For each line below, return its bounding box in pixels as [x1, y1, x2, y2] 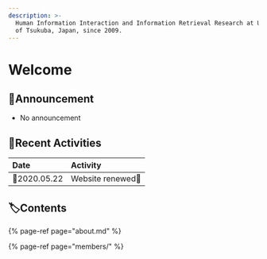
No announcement [19, 113, 81, 123]
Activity [71, 160, 102, 171]
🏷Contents [8, 201, 68, 215]
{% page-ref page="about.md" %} [8, 226, 122, 235]
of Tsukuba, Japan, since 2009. [15, 26, 123, 34]
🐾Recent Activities [8, 136, 102, 149]
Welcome [8, 60, 72, 79]
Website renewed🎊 [71, 173, 141, 184]
